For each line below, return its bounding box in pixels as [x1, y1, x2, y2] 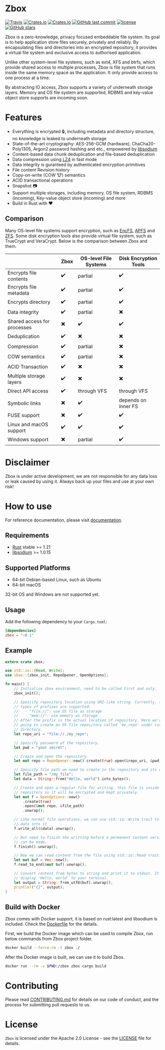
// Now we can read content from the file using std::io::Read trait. [14, 853, 162, 858]
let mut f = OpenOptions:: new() [14, 794, 80, 800]
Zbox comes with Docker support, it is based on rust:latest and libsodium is [5, 916, 158, 922]
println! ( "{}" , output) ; [14, 884, 65, 889]
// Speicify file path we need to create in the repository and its [14, 767, 157, 773]
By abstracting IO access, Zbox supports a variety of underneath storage [5, 84, 153, 90]
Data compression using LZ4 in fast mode [12, 156, 97, 162]
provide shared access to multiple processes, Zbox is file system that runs [5, 64, 156, 70]
